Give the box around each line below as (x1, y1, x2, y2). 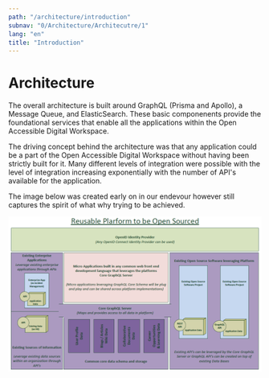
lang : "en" (8, 30, 45, 38)
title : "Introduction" (8, 39, 84, 47)
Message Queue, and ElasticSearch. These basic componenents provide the (8, 109, 262, 119)
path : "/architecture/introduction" (8, 13, 131, 21)
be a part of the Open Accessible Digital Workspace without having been (8, 150, 250, 160)
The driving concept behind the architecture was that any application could (8, 142, 257, 152)
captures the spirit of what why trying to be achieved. (8, 200, 185, 210)
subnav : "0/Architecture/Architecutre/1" (8, 21, 149, 30)
